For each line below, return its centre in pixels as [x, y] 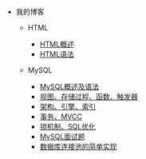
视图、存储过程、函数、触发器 [89, 97]
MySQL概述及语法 [69, 87]
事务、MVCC [61, 117]
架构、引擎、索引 [68, 107]
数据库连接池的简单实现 [78, 147]
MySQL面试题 [62, 137]
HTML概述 [57, 44]
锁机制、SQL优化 [67, 127]
